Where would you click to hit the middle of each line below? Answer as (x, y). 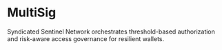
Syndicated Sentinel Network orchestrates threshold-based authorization (111, 32)
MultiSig (32, 13)
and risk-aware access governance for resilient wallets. (86, 38)
